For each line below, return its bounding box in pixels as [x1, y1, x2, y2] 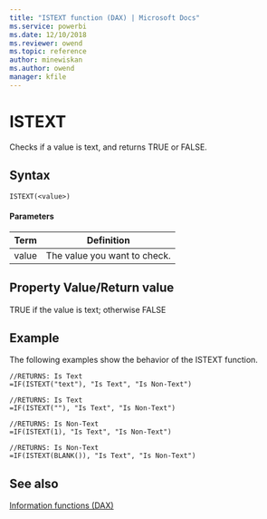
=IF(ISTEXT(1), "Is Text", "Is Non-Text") [9, 427, 172, 436]
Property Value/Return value [9, 280, 175, 296]
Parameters [9, 211, 54, 222]
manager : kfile [9, 73, 67, 82]
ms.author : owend [9, 64, 75, 73]
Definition [86, 233, 130, 246]
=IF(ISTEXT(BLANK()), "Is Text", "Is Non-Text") [9, 451, 196, 461]
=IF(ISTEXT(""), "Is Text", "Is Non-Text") [9, 404, 176, 413]
